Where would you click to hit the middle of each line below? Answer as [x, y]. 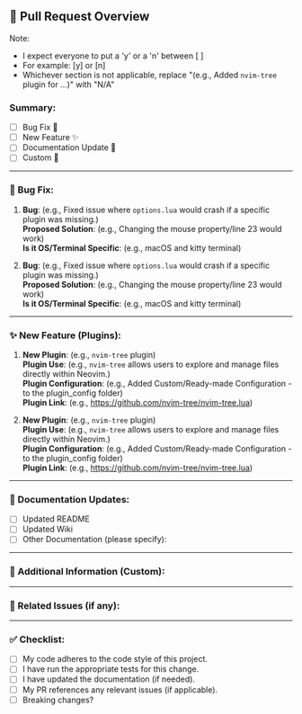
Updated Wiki [48, 529]
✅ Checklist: [37, 639]
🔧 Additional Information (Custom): [87, 572]
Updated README [56, 519]
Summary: [33, 107]
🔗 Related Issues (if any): [65, 605]
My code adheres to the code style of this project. [115, 659]
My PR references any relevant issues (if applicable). [120, 690]
